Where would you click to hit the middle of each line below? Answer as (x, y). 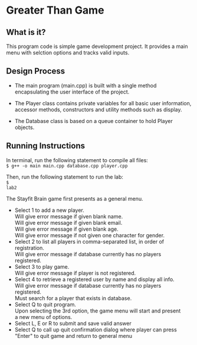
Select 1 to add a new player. (49, 210)
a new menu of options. (43, 317)
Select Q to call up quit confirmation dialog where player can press (96, 330)
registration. (29, 248)
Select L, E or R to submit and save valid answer (73, 323)
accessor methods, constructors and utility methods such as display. (98, 109)
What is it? (26, 32)
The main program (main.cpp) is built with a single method (86, 85)
